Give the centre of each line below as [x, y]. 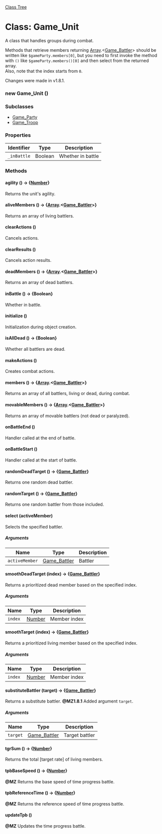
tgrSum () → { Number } [29, 748]
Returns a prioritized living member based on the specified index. [71, 643]
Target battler [79, 735]
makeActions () [21, 360]
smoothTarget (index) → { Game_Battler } [47, 632]
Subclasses [19, 106]
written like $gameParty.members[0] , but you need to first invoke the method [81, 55]
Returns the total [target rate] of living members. [54, 759]
